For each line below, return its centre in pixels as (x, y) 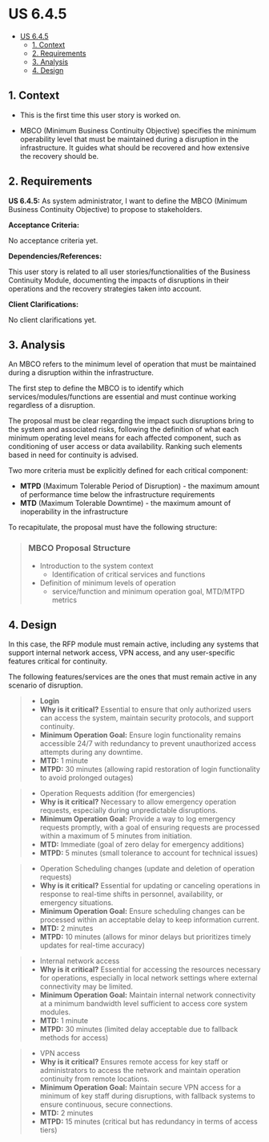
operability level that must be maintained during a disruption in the (129, 139)
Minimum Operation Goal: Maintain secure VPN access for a (141, 1087)
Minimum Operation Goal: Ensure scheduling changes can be (143, 912)
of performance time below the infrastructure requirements (117, 495)
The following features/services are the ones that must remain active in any (133, 677)
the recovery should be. (59, 156)
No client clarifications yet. (52, 320)
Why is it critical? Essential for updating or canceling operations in (150, 886)
